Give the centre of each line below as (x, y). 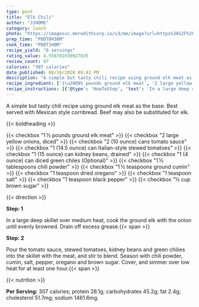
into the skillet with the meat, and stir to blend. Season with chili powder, (94, 255)
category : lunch (26, 28)
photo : (14, 34)
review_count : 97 (28, 61)
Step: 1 (15, 208)
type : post (20, 12)
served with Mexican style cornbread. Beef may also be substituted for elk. (98, 112)
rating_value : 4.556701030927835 (47, 56)
